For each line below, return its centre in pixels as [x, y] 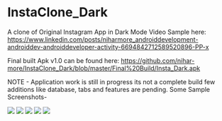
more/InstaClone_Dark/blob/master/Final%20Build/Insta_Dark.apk [104, 68]
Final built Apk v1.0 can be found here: [63, 60]
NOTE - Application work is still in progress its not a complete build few [111, 81]
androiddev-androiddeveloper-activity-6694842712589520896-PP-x [108, 47]
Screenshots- [27, 97]
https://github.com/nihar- [158, 60]
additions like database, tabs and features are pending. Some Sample [109, 89]
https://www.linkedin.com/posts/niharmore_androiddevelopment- [103, 39]
